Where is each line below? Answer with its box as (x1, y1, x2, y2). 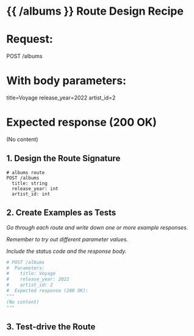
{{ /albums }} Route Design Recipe (6, 4, 184, 18)
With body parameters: (6, 74, 127, 88)
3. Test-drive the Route (6, 321, 96, 332)
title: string (12, 180, 48, 186)
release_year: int (12, 185, 59, 192)
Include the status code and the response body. (6, 247, 127, 255)
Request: (6, 32, 53, 46)
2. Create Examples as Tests (6, 208, 117, 218)
